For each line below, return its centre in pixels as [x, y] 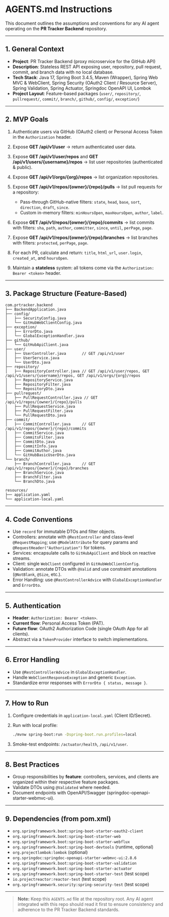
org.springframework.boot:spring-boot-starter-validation [74, 864]
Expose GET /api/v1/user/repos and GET [55, 156]
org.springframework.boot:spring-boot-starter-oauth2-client [78, 831]
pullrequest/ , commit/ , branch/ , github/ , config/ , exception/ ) [76, 99]
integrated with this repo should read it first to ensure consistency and [90, 904]
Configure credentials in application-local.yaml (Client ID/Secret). [82, 715]
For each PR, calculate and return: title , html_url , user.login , [77, 253]
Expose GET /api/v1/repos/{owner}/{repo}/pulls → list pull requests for [87, 187]
